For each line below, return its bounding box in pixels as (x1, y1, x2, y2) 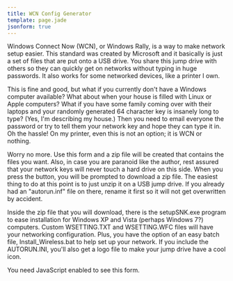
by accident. (7, 195, 43, 203)
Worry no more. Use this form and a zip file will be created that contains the (7, 150, 225, 159)
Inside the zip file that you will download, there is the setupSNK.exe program (7, 208, 226, 216)
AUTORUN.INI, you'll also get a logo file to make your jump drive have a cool (7, 245, 226, 254)
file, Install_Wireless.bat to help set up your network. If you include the (7, 238, 209, 246)
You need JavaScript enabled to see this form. (7, 266, 140, 275)
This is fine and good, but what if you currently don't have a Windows (7, 85, 207, 94)
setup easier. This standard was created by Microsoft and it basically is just (7, 49, 223, 58)
